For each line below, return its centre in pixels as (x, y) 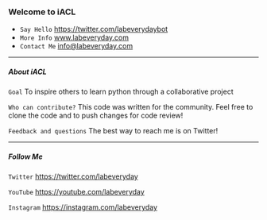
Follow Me (25, 156)
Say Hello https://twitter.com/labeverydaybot (94, 29)
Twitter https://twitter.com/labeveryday (74, 176)
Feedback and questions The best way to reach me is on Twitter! (113, 131)
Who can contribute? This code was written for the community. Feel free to (131, 107)
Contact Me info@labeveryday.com (76, 46)
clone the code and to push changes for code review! (96, 116)
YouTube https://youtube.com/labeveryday (76, 192)
